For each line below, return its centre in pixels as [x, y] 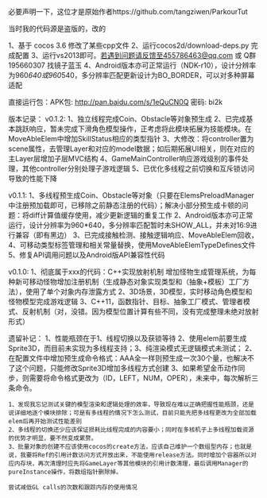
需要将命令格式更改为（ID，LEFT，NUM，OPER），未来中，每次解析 [140, 378]
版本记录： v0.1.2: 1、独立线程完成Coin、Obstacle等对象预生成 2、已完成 [127, 119]
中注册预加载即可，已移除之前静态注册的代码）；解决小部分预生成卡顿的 [125, 205]
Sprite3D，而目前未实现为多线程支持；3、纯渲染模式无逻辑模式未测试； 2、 [132, 348]
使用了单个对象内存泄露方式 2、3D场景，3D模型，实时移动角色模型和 [139, 291]
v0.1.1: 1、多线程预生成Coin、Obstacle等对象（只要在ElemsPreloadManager [131, 195]
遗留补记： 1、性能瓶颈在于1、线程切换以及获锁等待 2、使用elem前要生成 [128, 338]
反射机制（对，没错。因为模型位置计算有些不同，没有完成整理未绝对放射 [140, 311]
